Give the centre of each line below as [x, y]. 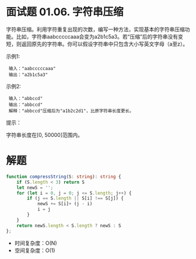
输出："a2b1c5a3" [28, 75]
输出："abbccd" [26, 105]
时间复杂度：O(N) [36, 243]
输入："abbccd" [26, 98]
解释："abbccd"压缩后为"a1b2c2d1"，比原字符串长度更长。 [71, 111]
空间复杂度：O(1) [35, 250]
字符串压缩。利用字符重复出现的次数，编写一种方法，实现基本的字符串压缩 [95, 29]
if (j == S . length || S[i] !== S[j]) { [76, 198]
